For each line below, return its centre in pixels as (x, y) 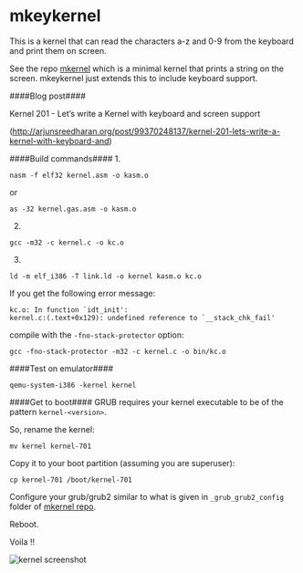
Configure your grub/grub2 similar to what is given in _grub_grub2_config (147, 496)
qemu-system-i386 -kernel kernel (73, 385)
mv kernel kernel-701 (51, 446)
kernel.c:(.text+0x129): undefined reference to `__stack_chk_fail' (142, 318)
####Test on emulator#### (62, 368)
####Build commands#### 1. (65, 158)
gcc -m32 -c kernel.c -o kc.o (67, 243)
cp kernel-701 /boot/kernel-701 (71, 480)
